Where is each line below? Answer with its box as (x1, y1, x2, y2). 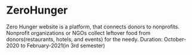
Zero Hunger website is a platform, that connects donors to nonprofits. (6, 23, 180, 30)
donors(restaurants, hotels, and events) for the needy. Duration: (6, 35, 163, 43)
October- (163, 35, 187, 43)
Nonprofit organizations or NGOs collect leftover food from (6, 29, 151, 36)
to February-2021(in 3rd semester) (20, 42, 106, 49)
